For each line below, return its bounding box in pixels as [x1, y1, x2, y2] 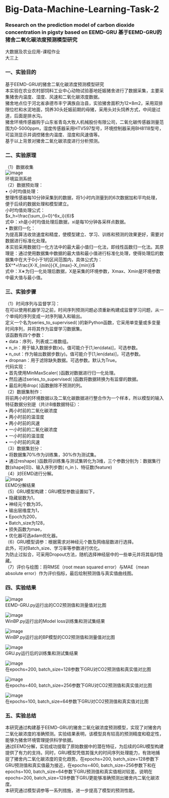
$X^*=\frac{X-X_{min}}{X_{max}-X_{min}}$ [5, 262, 95, 268]
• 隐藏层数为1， [5, 495, 38, 501]
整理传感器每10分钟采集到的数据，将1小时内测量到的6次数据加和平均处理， [5, 195, 160, 201]
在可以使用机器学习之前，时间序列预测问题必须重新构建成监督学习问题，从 [5, 307, 159, 313]
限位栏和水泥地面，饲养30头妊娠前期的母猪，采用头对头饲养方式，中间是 [5, 106, 156, 112]
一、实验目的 [5, 69, 37, 76]
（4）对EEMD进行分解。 [5, 471, 56, 477]
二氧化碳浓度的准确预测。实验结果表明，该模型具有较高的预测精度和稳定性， [5, 731, 164, 737]
